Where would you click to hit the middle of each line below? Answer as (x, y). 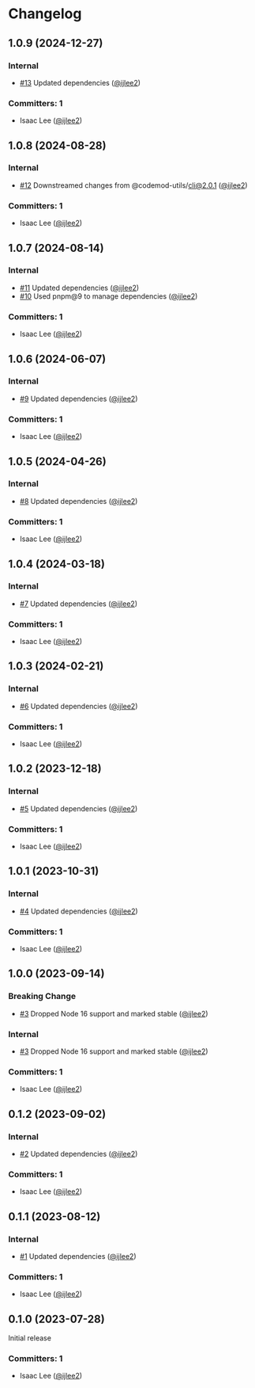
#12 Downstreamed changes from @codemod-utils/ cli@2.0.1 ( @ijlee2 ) (133, 185)
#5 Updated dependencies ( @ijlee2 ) (79, 808)
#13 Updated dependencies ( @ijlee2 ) (80, 82)
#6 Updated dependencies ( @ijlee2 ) (79, 706)
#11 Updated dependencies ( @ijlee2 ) (79, 288)
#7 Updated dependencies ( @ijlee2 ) (79, 604)
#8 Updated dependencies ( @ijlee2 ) (79, 501)
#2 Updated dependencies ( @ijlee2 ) (79, 1154)
